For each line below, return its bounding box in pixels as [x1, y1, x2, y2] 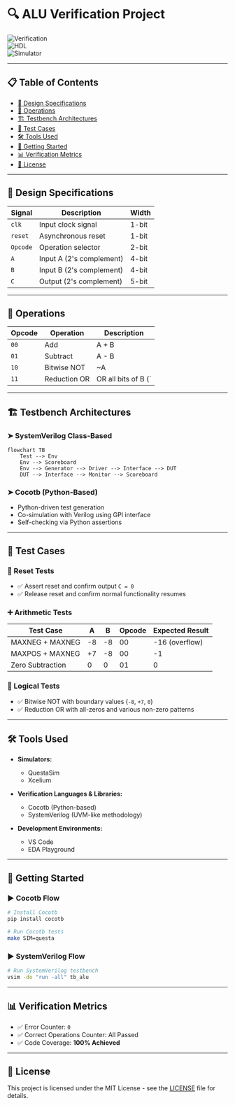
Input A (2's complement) [39, 253, 124, 263]
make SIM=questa [7, 934, 55, 942]
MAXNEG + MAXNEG [10, 638, 80, 647]
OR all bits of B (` [97, 374, 152, 384]
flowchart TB [7, 446, 45, 454]
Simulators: [17, 755, 52, 763]
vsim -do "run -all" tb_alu [7, 973, 90, 980]
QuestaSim [27, 768, 60, 777]
